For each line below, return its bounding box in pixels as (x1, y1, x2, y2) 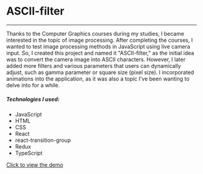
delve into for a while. (6, 81, 60, 89)
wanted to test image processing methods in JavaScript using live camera (6, 42, 190, 50)
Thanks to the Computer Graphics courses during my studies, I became (6, 30, 184, 37)
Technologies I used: (6, 95, 60, 102)
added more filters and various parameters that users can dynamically (6, 62, 181, 69)
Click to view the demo (6, 161, 63, 168)
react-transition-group (14, 136, 71, 144)
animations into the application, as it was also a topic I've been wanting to (6, 75, 190, 82)
